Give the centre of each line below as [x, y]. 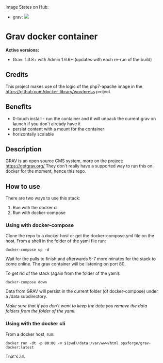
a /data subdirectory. [26, 297]
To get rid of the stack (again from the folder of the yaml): [63, 273]
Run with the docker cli [35, 208]
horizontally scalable [33, 134]
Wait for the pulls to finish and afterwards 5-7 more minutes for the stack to [81, 259]
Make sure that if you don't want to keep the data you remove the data [76, 306]
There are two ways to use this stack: [43, 198]
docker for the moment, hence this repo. [46, 171]
